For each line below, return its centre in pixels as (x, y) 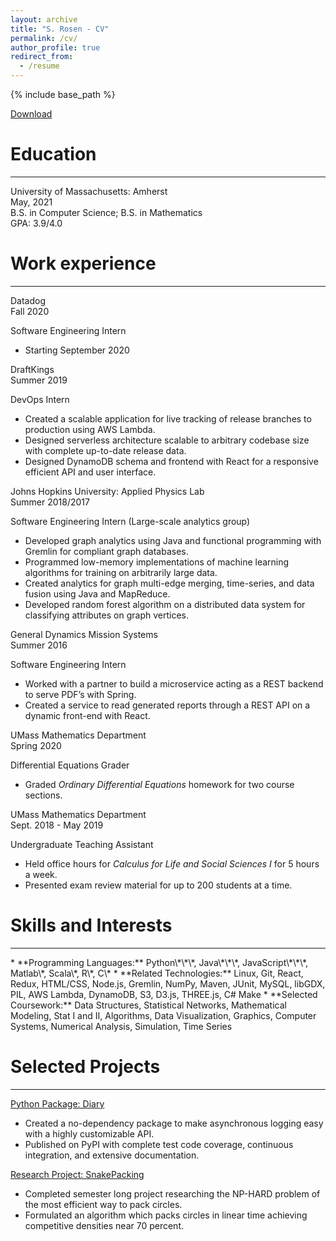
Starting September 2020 (77, 350)
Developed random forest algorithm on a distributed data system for (165, 604)
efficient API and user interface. (90, 472)
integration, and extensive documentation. (112, 1155)
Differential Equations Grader (70, 765)
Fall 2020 (30, 311)
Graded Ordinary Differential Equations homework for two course (159, 784)
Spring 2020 (36, 745)
